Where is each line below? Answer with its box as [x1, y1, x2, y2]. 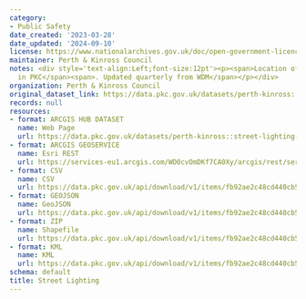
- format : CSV [9, 166, 64, 175]
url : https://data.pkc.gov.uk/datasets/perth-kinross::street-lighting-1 [17, 132, 303, 141]
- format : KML [9, 242, 64, 252]
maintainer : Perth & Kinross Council [9, 56, 153, 65]
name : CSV [17, 174, 55, 183]
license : [9, 47, 43, 57]
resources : [9, 107, 51, 116]
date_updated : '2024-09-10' [9, 38, 117, 48]
